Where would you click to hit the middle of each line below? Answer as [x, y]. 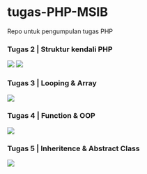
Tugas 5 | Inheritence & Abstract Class [73, 148]
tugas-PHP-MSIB [57, 12]
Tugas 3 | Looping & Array [52, 83]
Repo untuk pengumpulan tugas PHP [60, 31]
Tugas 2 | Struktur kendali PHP [60, 49]
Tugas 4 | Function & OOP [51, 116]
